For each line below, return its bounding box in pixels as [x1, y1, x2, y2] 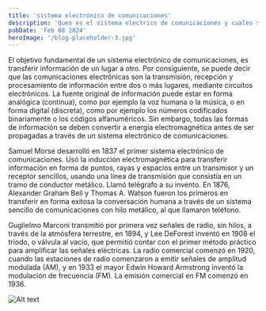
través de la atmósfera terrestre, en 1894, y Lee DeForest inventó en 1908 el [8, 229, 256, 238]
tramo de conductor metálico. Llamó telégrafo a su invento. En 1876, [8, 180, 230, 190]
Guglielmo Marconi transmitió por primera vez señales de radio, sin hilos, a [8, 221, 252, 230]
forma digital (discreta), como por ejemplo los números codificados [8, 106, 228, 116]
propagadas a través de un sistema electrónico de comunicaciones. [8, 131, 230, 141]
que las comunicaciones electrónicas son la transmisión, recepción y [8, 72, 234, 82]
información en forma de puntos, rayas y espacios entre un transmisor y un [8, 163, 254, 173]
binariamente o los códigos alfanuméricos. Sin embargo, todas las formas [8, 114, 249, 123]
